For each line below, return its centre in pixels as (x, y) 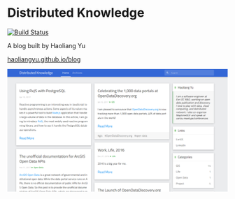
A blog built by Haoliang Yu (47, 45)
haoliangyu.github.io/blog (44, 59)
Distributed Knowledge (76, 13)
